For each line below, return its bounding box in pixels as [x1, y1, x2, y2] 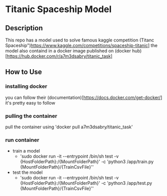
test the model [12, 169, 43, 175]
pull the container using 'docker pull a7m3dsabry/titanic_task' [5, 124, 133, 130]
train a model [12, 148, 40, 154]
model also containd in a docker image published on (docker [5, 48, 131, 54]
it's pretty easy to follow [5, 100, 55, 106]
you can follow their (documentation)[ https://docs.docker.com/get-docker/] [5, 94, 162, 101]
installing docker [5, 83, 47, 90]
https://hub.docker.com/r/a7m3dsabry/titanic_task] [7, 53, 113, 59]
